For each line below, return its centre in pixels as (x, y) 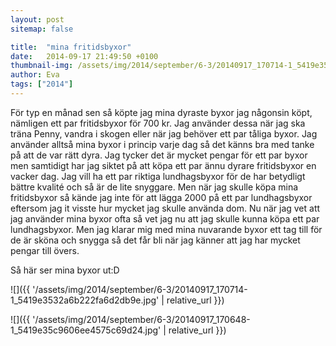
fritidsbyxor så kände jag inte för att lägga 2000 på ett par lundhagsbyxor (161, 197)
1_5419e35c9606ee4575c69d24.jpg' (86, 330)
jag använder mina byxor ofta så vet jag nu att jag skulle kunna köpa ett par (165, 218)
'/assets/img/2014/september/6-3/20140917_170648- (141, 319)
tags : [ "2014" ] (42, 84)
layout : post (37, 19)
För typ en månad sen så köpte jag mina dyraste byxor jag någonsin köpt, (161, 112)
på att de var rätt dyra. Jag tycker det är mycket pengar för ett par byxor (159, 155)
